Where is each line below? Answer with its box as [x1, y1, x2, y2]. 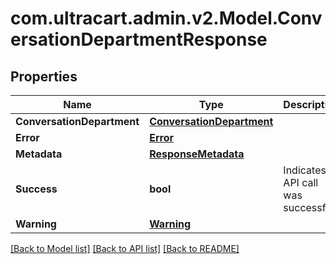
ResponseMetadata [149, 147, 245, 161]
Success [15, 182, 58, 196]
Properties [10, 68, 78, 85]
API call [283, 176, 319, 189]
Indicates [283, 163, 327, 177]
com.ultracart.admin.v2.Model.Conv [10, 7, 323, 30]
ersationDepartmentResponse [10, 28, 268, 51]
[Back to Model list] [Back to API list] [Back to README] [10, 243, 240, 254]
